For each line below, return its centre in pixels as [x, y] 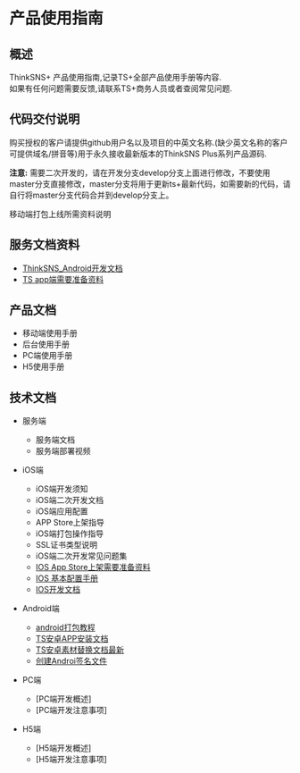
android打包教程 [65, 627]
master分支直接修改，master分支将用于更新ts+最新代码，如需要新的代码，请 [150, 183]
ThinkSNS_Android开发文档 [72, 268]
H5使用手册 [43, 366]
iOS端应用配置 [62, 511]
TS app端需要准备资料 [63, 279]
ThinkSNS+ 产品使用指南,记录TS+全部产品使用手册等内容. [115, 77]
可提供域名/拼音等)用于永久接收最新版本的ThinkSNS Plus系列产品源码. [138, 154]
